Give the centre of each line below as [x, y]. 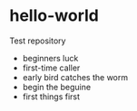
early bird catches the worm [75, 77]
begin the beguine [57, 87]
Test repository [38, 41]
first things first [51, 97]
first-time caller [51, 68]
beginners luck [50, 58]
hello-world [54, 16]
